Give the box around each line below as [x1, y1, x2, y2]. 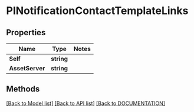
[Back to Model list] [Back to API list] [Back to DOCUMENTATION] [6, 100, 166, 107]
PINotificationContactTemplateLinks [6, 4, 189, 18]
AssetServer [9, 65, 45, 72]
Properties [6, 28, 46, 38]
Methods [6, 84, 40, 94]
